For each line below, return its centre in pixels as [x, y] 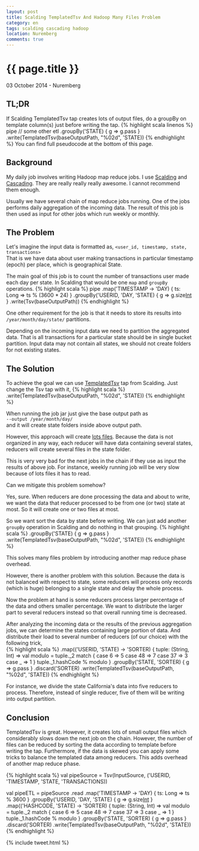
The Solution [30, 369]
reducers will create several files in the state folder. [69, 449]
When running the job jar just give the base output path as [77, 414]
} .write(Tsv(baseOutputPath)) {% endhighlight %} [68, 302]
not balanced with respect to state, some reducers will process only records [99, 582]
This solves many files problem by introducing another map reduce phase [96, 558]
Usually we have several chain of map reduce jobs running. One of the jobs [98, 201]
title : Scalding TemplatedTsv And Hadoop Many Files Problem [83, 17]
